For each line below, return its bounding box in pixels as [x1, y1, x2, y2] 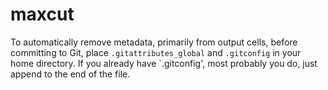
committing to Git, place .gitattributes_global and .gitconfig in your [10, 46, 302, 58]
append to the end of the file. [10, 68, 131, 80]
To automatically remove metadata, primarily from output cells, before [10, 36, 298, 48]
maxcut [10, 3, 75, 26]
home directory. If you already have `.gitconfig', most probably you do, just [10, 57, 318, 69]
